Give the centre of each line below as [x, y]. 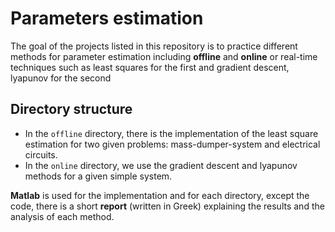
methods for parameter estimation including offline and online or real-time [164, 56]
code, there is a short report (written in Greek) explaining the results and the [167, 206]
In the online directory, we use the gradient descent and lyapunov [161, 165]
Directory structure [71, 109]
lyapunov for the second [61, 78]
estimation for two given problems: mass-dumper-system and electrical [172, 144]
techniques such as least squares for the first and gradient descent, [150, 67]
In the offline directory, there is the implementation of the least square [171, 133]
